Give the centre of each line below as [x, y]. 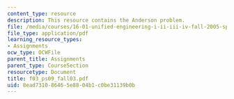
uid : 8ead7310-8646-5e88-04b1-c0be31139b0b [71, 85]
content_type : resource [42, 14]
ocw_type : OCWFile [34, 53]
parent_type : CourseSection [48, 66]
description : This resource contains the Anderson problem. [96, 20]
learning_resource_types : [45, 40]
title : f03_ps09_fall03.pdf [48, 78]
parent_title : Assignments [46, 59]
